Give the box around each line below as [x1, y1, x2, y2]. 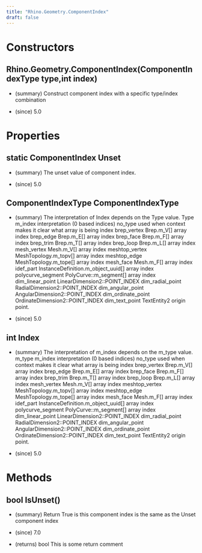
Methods [6, 471, 52, 485]
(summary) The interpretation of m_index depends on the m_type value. [14, 349, 194, 356]
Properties [6, 129, 60, 142]
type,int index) [41, 73, 98, 84]
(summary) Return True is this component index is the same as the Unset [14, 511, 196, 518]
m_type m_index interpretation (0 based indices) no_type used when [14, 355, 185, 362]
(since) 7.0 [14, 529, 41, 536]
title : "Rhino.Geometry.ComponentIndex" [6, 8, 109, 15]
